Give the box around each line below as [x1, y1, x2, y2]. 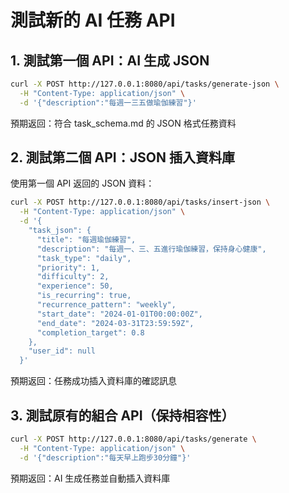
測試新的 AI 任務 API [10, 9, 176, 32]
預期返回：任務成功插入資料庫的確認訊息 [10, 375, 177, 387]
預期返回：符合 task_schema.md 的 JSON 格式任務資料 [10, 117, 237, 129]
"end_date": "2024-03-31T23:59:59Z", [36, 318, 195, 328]
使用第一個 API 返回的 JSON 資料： [10, 177, 155, 190]
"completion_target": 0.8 [36, 327, 145, 338]
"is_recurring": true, [36, 291, 132, 301]
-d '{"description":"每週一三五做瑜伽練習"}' [19, 97, 197, 108]
